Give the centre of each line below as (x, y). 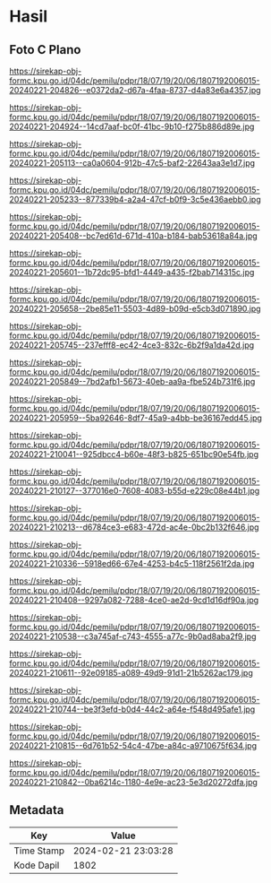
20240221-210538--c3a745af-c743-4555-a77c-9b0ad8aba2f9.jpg (133, 636)
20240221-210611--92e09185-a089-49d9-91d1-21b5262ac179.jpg (131, 673)
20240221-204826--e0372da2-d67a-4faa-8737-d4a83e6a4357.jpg (135, 90)
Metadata (37, 810)
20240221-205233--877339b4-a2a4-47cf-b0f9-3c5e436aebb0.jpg (135, 199)
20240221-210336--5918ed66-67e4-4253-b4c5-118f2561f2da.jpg (132, 563)
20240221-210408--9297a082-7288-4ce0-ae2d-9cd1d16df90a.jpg (134, 600)
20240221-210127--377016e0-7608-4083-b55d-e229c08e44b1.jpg (135, 491)
